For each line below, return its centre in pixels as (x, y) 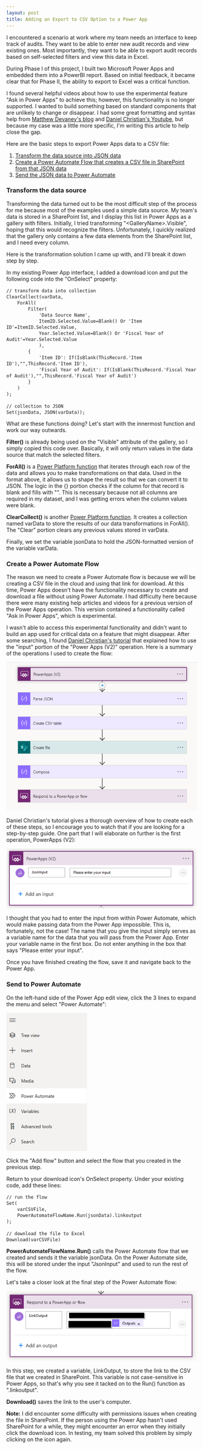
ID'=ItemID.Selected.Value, (42, 327)
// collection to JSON (35, 406)
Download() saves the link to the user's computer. (69, 1402)
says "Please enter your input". (45, 950)
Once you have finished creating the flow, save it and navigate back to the (98, 962)
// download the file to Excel (46, 1233)
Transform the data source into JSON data (68, 156)
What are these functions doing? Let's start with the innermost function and (101, 423)
